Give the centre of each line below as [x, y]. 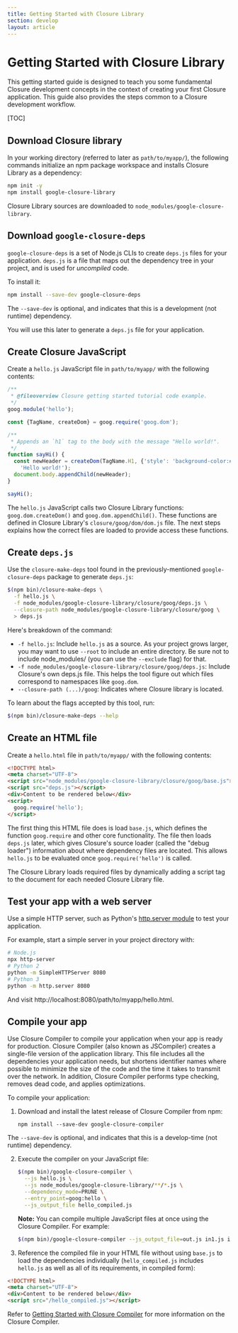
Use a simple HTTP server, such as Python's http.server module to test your [118, 918]
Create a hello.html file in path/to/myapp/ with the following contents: [109, 755]
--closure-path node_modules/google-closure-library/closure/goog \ [117, 610]
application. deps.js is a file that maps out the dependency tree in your [110, 260]
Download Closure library [65, 140]
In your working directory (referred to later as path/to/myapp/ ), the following [118, 158]
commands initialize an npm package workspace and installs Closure [108, 165]
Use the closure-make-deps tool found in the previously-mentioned [104, 569]
